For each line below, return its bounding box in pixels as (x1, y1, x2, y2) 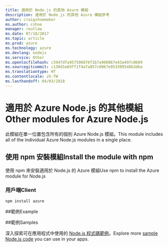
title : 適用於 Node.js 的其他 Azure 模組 (5, 7, 88, 13)
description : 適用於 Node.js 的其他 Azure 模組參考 (5, 12, 110, 17)
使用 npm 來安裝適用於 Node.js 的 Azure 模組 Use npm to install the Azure (5, 167, 159, 174)
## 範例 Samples (5, 219, 38, 225)
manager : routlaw (5, 27, 42, 32)
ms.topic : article (5, 36, 44, 41)
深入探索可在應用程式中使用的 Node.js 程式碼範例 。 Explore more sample (5, 230, 158, 236)
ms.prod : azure (5, 41, 38, 46)
